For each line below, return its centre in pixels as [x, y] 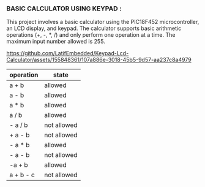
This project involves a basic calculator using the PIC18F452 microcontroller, [103, 22]
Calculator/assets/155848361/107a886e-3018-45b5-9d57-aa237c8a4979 [99, 60]
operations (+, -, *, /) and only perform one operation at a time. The [91, 35]
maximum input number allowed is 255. [56, 42]
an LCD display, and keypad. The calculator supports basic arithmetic [94, 28]
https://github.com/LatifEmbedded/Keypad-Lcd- [68, 53]
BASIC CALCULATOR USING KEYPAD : [64, 9]
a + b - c [22, 175]
